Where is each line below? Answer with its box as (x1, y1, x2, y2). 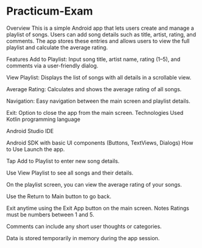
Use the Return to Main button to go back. (6, 193, 111, 200)
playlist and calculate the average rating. (6, 44, 108, 51)
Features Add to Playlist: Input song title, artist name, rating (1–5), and (6, 55, 181, 63)
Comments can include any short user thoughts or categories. (6, 222, 162, 230)
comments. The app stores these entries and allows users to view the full (6, 37, 190, 44)
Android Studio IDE (6, 127, 54, 134)
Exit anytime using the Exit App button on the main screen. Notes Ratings (6, 204, 190, 212)
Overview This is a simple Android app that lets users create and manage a (6, 24, 195, 32)
